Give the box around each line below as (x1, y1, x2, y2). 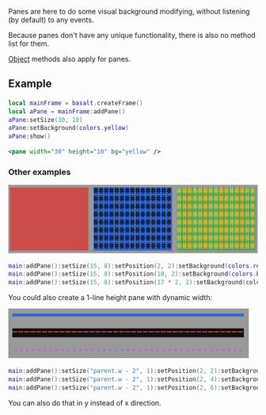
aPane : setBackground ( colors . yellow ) (8, 124, 129, 132)
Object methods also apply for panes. (8, 55, 131, 63)
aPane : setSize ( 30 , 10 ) (8, 116, 83, 124)
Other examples (8, 166, 71, 177)
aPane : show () (8, 132, 51, 141)
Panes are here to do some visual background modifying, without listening (8, 7, 251, 16)
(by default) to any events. (8, 15, 94, 25)
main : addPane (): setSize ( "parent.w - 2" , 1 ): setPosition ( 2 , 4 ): (8, 375, 222, 383)
